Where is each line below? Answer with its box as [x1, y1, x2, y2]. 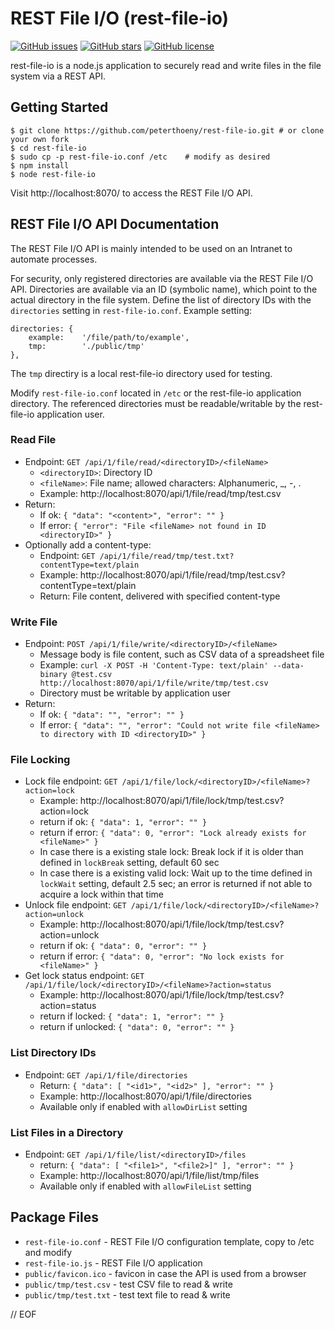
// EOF [10, 1308, 37, 1320]
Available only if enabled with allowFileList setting [39, 1180, 252, 1192]
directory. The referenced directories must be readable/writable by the [10, 397, 302, 409]
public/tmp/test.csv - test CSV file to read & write [24, 1278, 233, 1290]
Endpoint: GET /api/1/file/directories [24, 1068, 188, 1081]
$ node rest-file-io [10, 169, 97, 179]
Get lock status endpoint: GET [24, 970, 145, 982]
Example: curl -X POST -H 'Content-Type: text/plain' [39, 659, 269, 671]
